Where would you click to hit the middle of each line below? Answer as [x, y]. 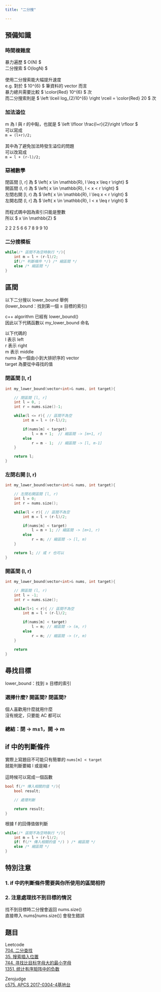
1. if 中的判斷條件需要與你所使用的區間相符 [55, 883]
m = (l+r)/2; [18, 135]
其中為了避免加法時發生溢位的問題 [40, 146]
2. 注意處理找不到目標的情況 [38, 898]
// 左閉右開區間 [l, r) [36, 494]
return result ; [30, 809]
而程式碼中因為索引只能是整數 [35, 212]
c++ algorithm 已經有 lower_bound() [42, 317]
